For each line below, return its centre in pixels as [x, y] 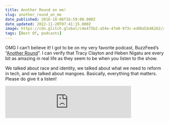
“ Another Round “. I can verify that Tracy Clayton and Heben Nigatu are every [84, 53]
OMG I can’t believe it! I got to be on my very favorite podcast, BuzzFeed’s [82, 48]
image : [12, 29]
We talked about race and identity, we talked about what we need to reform [83, 68]
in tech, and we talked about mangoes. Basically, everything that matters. [81, 73]
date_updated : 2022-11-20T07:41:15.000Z [48, 24]
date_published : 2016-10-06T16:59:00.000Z [50, 19]
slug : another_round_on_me [33, 15]
